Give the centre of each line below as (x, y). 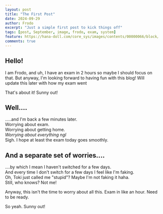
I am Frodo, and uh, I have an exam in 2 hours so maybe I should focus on (79, 72)
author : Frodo (19, 23)
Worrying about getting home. (35, 130)
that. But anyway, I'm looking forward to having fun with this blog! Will (75, 78)
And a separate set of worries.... (55, 155)
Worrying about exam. (27, 125)
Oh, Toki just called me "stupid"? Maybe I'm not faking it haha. (67, 178)
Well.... (16, 107)
